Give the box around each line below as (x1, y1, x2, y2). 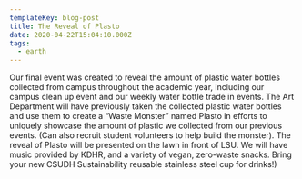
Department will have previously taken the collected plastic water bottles (9, 101, 282, 112)
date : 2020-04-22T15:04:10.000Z (9, 30, 132, 39)
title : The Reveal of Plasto (9, 22, 120, 31)
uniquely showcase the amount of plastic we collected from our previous (9, 120, 283, 132)
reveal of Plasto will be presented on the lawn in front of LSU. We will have (9, 140, 288, 151)
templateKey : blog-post (9, 13, 100, 23)
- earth (17, 47, 47, 56)
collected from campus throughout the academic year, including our (9, 82, 265, 93)
